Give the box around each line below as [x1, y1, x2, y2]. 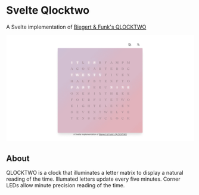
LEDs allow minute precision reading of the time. [6, 182, 125, 189]
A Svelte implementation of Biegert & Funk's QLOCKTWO [6, 23, 147, 30]
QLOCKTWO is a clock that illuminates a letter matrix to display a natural [6, 169, 184, 177]
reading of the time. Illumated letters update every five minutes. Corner [6, 175, 181, 182]
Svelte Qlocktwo [6, 4, 90, 17]
